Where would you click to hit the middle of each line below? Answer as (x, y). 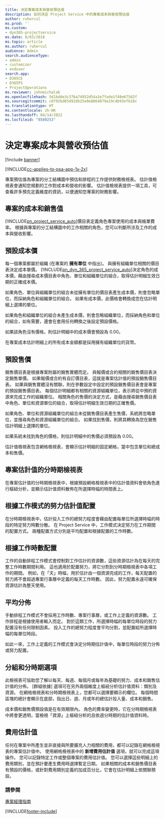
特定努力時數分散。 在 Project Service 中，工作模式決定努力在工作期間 (85, 525)
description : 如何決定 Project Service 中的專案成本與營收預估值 (68, 14)
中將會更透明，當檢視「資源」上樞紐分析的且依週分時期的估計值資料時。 (78, 716)
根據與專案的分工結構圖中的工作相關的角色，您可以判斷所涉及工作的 (83, 228)
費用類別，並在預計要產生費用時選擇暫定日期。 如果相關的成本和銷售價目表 (81, 763)
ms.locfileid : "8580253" (30, 119)
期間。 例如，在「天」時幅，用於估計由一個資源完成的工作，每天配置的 (85, 573)
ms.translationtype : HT (29, 106)
